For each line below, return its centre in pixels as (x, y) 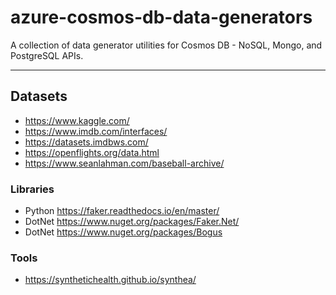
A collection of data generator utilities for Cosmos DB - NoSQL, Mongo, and (166, 45)
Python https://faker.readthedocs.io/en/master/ (122, 211)
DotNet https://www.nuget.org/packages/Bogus (123, 232)
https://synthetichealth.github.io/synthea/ (110, 280)
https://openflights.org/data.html (92, 152)
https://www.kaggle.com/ (77, 120)
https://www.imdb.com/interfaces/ (96, 131)
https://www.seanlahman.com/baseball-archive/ (124, 163)
